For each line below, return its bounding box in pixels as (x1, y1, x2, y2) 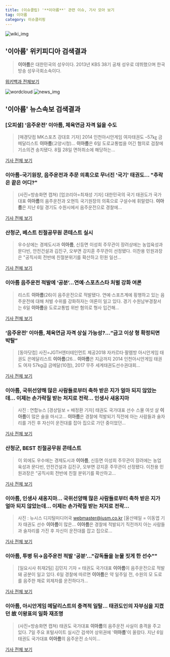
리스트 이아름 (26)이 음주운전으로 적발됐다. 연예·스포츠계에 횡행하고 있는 (17, 291, 160, 298)
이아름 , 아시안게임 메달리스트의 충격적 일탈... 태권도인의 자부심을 (5, 603, 153, 610)
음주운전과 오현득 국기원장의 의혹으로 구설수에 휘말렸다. (45, 198, 155, 204)
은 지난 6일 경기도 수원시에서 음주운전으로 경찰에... (22, 204, 122, 210)
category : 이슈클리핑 (5, 17, 46, 22)
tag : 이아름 (5, 12, 27, 17)
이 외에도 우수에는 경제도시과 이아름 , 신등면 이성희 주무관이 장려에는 (17, 457, 152, 463)
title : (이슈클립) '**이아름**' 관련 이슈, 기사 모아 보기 (5, 7, 115, 13)
